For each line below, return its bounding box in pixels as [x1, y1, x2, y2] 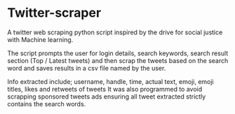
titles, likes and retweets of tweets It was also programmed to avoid [7, 85, 203, 93]
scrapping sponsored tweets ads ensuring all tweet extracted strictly [7, 92, 206, 101]
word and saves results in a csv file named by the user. [7, 64, 166, 72]
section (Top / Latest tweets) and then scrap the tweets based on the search [7, 56, 229, 64]
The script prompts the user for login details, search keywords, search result [7, 49, 229, 57]
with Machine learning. [7, 35, 74, 43]
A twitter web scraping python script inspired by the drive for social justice [7, 28, 223, 36]
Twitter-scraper [7, 5, 102, 21]
